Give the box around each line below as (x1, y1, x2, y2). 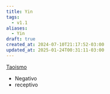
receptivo (14, 81, 38, 88)
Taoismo (6, 63, 27, 70)
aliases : (6, 25, 28, 31)
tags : (6, 14, 20, 20)
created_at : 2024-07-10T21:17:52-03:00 (6, 42, 105, 48)
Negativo (14, 74, 37, 82)
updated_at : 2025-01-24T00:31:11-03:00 (6, 47, 105, 53)
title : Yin (6, 8, 33, 15)
